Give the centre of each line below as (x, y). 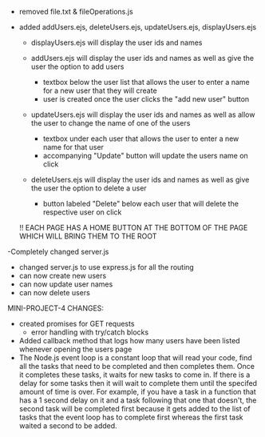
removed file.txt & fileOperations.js (76, 12)
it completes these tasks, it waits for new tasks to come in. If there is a (134, 375)
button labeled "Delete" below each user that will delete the (140, 204)
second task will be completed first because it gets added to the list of (134, 409)
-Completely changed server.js (58, 252)
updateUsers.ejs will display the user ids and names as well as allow (143, 114)
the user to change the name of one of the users (111, 123)
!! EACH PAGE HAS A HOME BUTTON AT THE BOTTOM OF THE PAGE (133, 228)
